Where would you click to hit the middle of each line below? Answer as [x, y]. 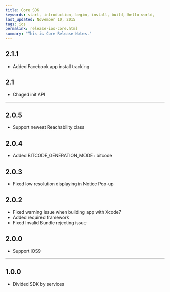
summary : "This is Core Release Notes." [49, 34]
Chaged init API [29, 94]
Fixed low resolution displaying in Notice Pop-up [63, 184]
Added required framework [41, 217]
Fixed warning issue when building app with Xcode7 [67, 212]
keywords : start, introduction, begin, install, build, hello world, [80, 15]
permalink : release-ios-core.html [42, 29]
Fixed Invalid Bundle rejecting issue [50, 223]
